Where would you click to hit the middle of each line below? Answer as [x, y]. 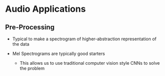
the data [21, 44]
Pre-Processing [30, 27]
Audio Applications [45, 9]
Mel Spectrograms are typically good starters [58, 53]
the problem [32, 68]
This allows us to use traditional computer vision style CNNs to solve [90, 63]
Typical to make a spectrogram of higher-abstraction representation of [84, 39]
